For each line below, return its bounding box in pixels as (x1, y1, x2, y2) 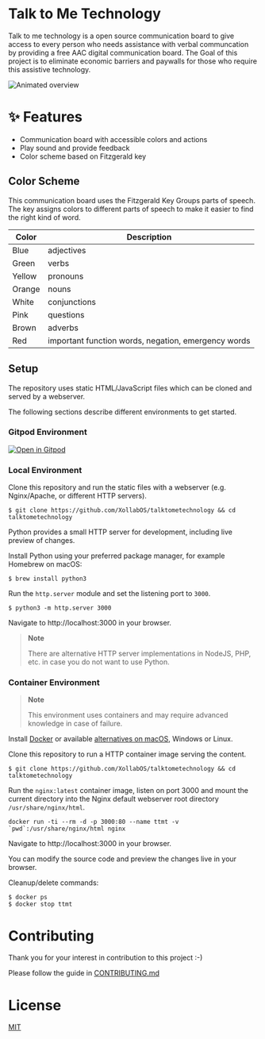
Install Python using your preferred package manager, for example (8, 551, 225, 560)
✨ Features (8, 108, 83, 126)
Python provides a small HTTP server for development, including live (8, 527, 232, 537)
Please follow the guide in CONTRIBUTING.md (8, 968, 160, 978)
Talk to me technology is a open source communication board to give (8, 31, 235, 40)
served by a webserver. (8, 391, 86, 401)
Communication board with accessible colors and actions (19, 134, 208, 144)
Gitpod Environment (8, 426, 87, 437)
